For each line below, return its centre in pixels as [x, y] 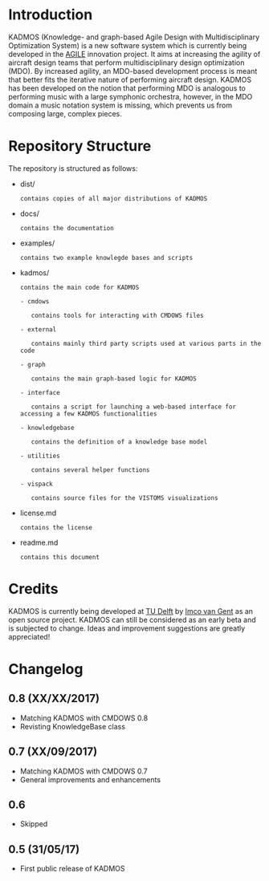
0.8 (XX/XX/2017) [54, 698]
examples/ [37, 243]
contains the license [56, 527]
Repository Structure [80, 146]
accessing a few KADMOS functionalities [88, 414]
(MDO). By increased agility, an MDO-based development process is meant [133, 71]
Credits [33, 589]
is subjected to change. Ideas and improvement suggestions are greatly [127, 628]
